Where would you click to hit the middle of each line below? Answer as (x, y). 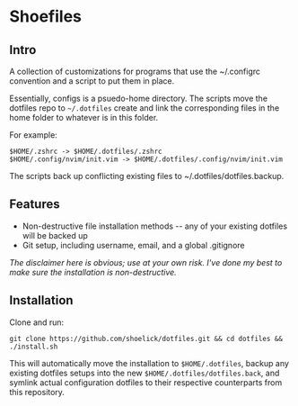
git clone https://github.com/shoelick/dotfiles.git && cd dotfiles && (146, 338)
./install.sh (34, 347)
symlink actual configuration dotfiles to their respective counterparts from (146, 382)
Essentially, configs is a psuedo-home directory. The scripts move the (138, 98)
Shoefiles (46, 17)
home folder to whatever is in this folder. (84, 117)
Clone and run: (37, 322)
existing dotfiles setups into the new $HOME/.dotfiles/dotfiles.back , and (145, 373)
